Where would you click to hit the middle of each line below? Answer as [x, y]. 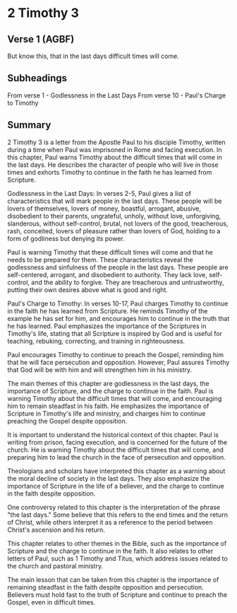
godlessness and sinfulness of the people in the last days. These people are [118, 267]
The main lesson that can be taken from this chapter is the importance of [113, 579]
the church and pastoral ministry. [55, 566]
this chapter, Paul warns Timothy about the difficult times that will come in [115, 157]
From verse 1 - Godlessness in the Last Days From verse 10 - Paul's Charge [117, 95]
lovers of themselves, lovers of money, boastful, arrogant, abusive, [104, 208]
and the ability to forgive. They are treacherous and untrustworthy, [128, 282]
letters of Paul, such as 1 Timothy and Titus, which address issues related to [117, 558]
